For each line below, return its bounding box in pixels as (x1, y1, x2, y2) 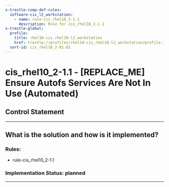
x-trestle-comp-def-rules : (5, 7, 62, 13)
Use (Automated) (5, 87, 79, 99)
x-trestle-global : (5, 26, 44, 31)
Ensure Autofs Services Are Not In (5, 77, 151, 88)
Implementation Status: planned (5, 169, 86, 176)
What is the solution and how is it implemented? (5, 131, 158, 139)
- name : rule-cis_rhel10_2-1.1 (14, 17, 80, 22)
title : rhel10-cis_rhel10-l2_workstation (14, 36, 102, 41)
